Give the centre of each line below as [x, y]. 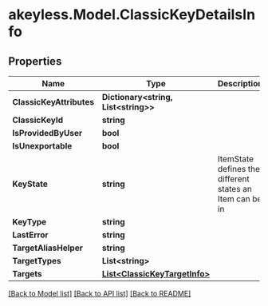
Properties [35, 61]
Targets [27, 274]
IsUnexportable [42, 146]
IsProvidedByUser [47, 133]
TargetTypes [37, 261]
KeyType [30, 222]
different [234, 179]
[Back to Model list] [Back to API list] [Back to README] [100, 294]
